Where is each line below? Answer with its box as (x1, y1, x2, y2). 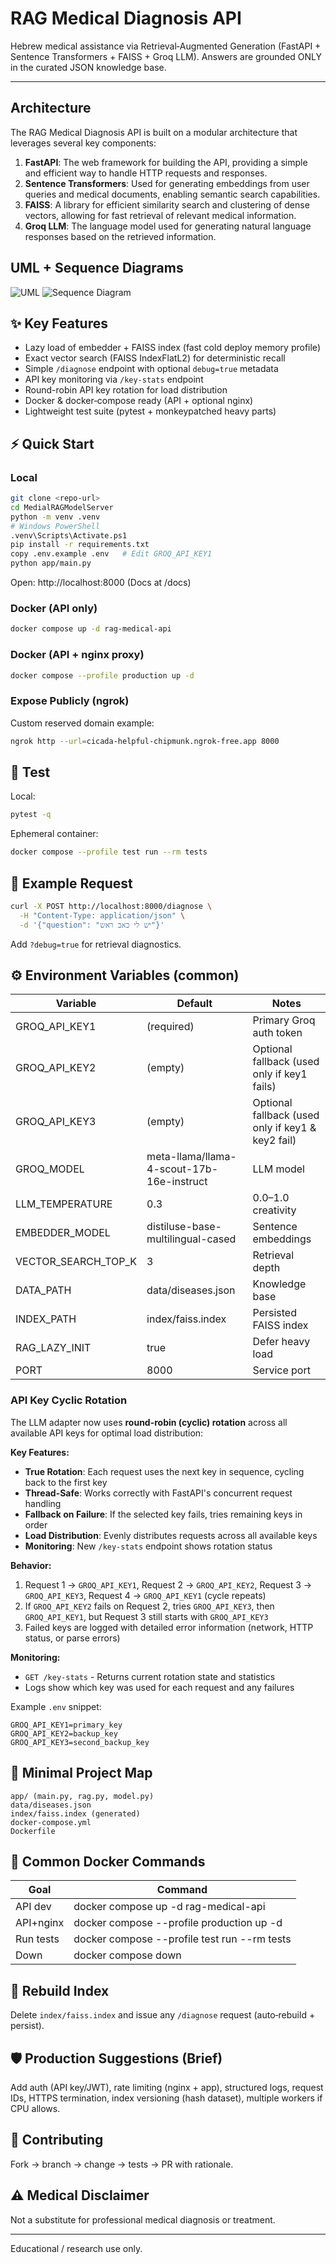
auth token (252, 1026, 303, 1040)
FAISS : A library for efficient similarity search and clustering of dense (24, 198, 310, 211)
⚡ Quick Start (10, 435, 95, 452)
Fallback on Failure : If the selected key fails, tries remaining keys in (24, 1508, 303, 1520)
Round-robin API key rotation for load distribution (24, 384, 228, 396)
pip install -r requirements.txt (10, 540, 150, 550)
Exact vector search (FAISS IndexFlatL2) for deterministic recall (24, 352, 286, 364)
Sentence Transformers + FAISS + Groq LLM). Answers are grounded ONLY (10, 50, 323, 62)
